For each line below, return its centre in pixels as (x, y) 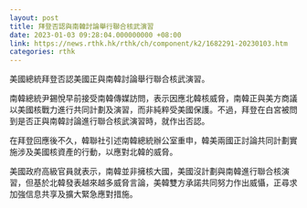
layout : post (34, 18)
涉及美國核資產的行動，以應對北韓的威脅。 (97, 152)
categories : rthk (42, 52)
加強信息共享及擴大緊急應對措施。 (74, 194)
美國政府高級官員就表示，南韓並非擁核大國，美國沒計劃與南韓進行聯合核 (145, 172)
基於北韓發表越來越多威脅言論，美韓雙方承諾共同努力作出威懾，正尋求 (165, 182)
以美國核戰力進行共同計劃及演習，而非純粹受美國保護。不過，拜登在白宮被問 (153, 109)
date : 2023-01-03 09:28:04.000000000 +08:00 (95, 35)
